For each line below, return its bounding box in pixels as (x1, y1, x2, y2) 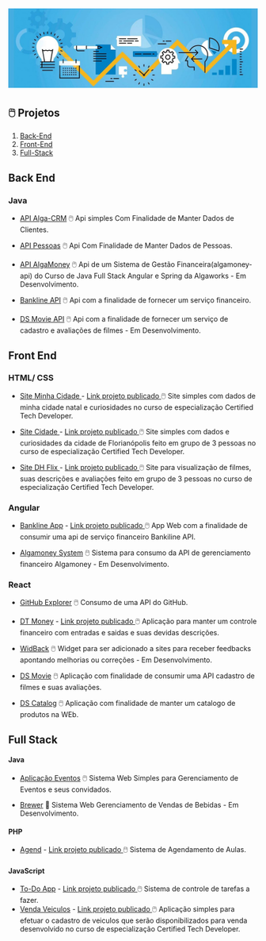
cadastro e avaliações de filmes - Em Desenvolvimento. (19, 326, 202, 335)
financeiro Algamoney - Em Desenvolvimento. (19, 560, 169, 569)
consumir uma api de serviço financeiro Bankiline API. (19, 532, 196, 542)
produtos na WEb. (19, 710, 79, 719)
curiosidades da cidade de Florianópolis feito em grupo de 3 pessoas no (19, 438, 256, 448)
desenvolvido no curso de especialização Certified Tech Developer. (19, 924, 241, 934)
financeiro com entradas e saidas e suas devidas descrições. (19, 628, 220, 638)
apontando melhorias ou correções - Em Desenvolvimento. (19, 655, 212, 665)
